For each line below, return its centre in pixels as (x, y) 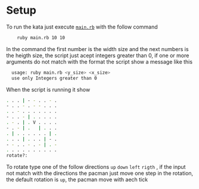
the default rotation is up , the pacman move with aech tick (77, 179)
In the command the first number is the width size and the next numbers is (97, 49)
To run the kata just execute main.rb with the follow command (82, 27)
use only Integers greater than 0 (54, 78)
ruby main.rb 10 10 (41, 37)
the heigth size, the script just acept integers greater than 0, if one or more (98, 55)
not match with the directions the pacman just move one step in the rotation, (100, 174)
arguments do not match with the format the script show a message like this (99, 62)
